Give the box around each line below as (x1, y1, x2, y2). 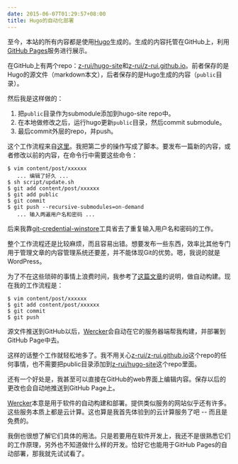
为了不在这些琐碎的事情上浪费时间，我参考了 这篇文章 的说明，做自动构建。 (7, 272, 225, 281)
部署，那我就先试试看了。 (13, 449, 89, 458)
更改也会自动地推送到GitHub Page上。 (7, 383, 119, 392)
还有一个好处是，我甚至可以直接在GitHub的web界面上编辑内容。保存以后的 (7, 375, 227, 383)
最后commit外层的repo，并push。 (17, 127, 118, 135)
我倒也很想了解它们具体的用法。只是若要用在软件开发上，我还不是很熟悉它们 (7, 431, 231, 440)
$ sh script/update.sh (7, 179, 74, 186)
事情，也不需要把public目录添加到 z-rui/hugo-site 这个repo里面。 (13, 359, 200, 368)
